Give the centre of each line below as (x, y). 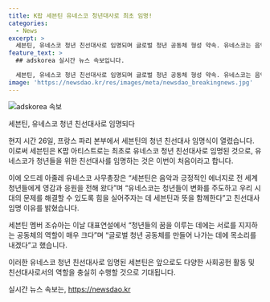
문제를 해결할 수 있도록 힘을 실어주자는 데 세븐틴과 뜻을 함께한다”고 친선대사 (141, 198)
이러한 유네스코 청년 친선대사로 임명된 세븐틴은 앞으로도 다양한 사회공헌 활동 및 (132, 262)
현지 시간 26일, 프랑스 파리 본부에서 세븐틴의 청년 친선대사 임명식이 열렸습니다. (131, 141)
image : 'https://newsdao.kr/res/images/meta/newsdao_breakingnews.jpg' (131, 82)
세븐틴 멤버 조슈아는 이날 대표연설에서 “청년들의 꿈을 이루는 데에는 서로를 (123, 225)
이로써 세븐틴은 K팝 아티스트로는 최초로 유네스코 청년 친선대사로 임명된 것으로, (131, 150)
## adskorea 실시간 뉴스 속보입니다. (70, 61)
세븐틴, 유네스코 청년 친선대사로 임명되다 (72, 123)
